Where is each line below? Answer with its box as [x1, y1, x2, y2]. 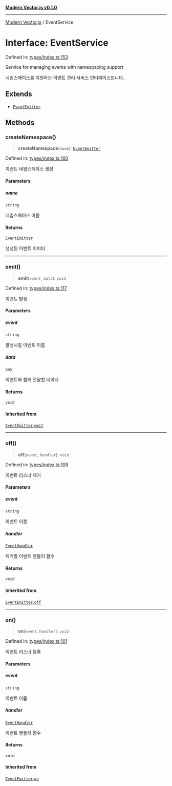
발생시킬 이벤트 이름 [5, 342, 45, 348]
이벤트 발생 [5, 295, 28, 302]
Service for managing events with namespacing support [5, 64, 124, 70]
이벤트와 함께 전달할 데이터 [5, 377, 59, 383]
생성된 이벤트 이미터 [5, 245, 45, 252]
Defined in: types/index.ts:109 [5, 462, 69, 468]
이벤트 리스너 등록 [5, 648, 41, 655]
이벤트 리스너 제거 [5, 472, 41, 478]
